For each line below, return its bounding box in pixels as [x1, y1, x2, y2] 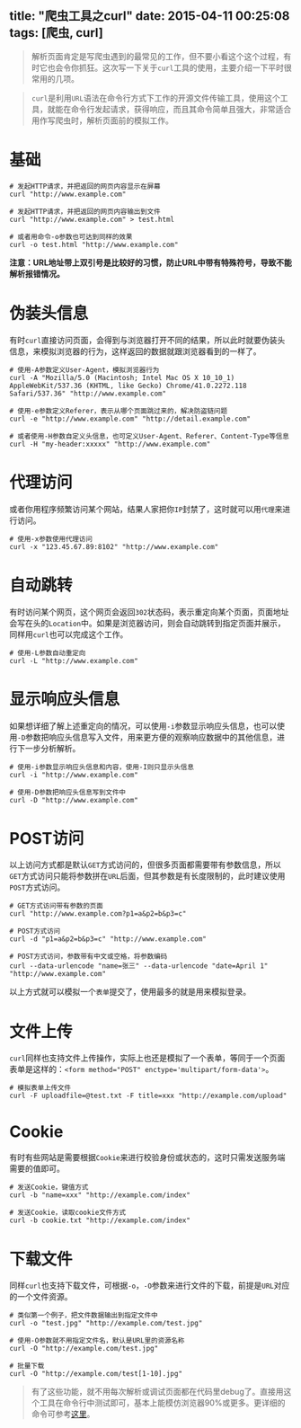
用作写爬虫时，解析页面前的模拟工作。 [31, 115, 173, 126]
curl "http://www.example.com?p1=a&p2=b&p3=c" [9, 909, 187, 918]
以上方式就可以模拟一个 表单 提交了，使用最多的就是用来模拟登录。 [9, 987, 252, 998]
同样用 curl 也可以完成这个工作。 [9, 628, 128, 640]
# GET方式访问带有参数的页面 [9, 901, 103, 910]
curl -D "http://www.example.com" [9, 795, 139, 804]
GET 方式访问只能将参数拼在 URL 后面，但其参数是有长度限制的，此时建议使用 [9, 871, 286, 882]
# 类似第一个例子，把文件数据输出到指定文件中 [9, 1311, 159, 1320]
